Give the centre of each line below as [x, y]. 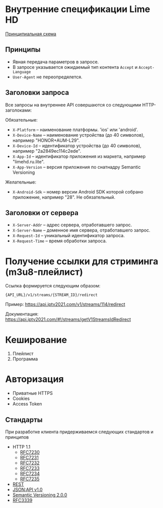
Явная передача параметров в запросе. [56, 62]
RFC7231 [29, 458]
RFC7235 [30, 479]
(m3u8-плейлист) [44, 272]
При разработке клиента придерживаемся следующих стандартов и [79, 432]
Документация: [22, 314]
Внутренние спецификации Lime [78, 9]
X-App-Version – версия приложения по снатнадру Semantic [76, 167]
